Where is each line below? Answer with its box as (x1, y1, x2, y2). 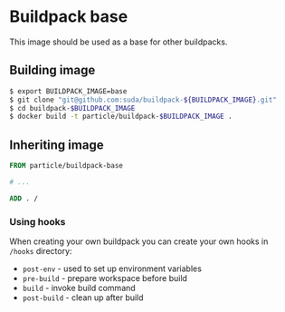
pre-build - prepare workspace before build (22, 272, 188, 283)
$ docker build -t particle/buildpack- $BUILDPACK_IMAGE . (9, 112, 233, 122)
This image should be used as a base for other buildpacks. (9, 36, 228, 47)
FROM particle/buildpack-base (9, 161, 124, 171)
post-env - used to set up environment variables (22, 263, 202, 274)
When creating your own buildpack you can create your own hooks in (9, 236, 269, 247)
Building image (9, 63, 96, 78)
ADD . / (9, 193, 39, 203)
